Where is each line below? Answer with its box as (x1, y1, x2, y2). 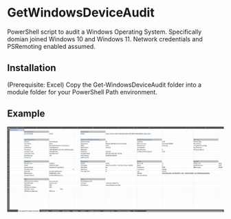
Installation (7, 62, 56, 74)
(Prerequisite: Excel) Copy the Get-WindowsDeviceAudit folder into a (7, 81, 201, 89)
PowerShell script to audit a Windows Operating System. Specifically (7, 28, 202, 36)
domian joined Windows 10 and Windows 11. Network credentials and (7, 34, 203, 43)
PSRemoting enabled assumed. (7, 42, 96, 50)
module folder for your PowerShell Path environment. (7, 87, 158, 96)
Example (7, 108, 45, 120)
